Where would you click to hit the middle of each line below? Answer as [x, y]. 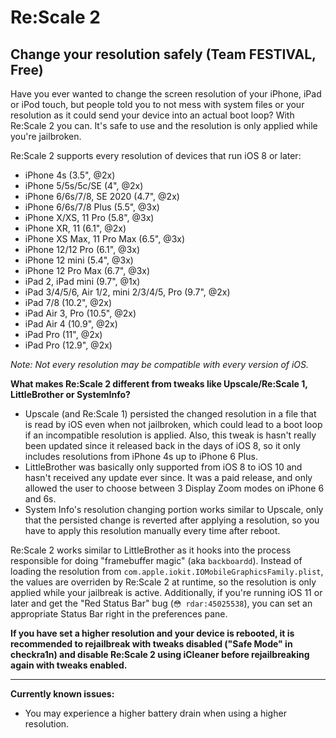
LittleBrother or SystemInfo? [70, 394]
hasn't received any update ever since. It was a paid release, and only [168, 477]
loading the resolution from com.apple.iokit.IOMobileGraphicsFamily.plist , [167, 571]
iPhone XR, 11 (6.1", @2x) [75, 228]
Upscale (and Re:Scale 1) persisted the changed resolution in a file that [170, 414]
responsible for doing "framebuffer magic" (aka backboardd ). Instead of [156, 560]
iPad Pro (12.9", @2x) [68, 345]
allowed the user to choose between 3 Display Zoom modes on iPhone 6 [174, 488]
